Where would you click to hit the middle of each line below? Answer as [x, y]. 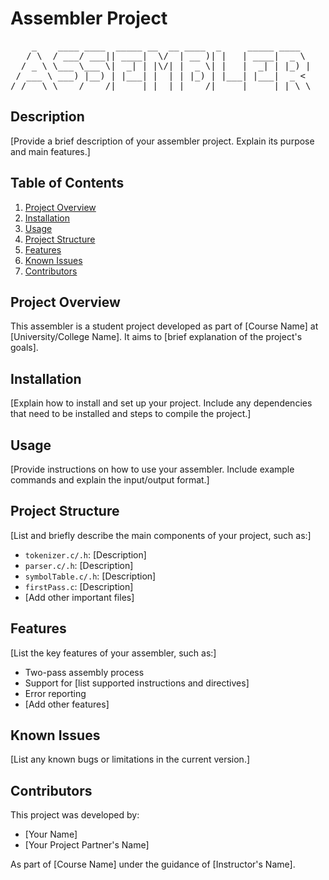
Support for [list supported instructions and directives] [137, 683]
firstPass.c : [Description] [79, 586]
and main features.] [50, 151]
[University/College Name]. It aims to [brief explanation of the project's [156, 337]
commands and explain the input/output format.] [110, 480]
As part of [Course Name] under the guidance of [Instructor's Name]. [153, 864]
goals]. [24, 348]
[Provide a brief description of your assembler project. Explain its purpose [162, 141]
